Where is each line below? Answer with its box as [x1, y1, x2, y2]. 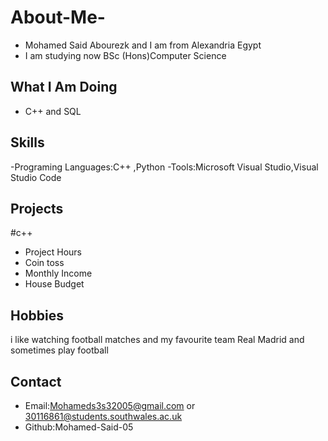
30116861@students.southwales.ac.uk [24, 411, 183, 422]
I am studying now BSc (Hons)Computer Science [24, 49, 227, 61]
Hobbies [10, 307, 65, 324]
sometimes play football [10, 344, 109, 356]
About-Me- [10, 6, 106, 29]
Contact [10, 373, 62, 390]
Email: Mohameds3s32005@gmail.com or [24, 400, 196, 411]
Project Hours [24, 246, 82, 258]
